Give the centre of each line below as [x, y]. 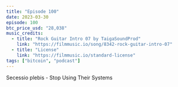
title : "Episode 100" [33, 11]
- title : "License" [35, 50]
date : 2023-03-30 [27, 17]
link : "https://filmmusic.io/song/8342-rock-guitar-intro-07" [95, 45]
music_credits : [25, 34]
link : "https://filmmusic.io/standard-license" [76, 55]
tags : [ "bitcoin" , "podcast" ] [43, 61]
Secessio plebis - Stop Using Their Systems [60, 78]
